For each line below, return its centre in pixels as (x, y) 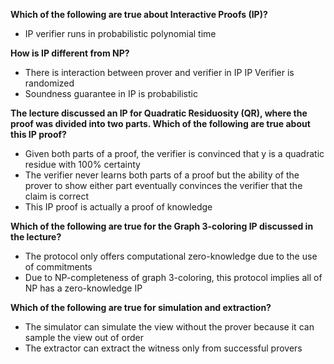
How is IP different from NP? (70, 53)
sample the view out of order (84, 337)
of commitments (58, 267)
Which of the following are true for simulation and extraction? (141, 307)
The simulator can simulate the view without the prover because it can (169, 327)
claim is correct (57, 196)
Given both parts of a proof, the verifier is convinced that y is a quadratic (174, 153)
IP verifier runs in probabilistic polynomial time (120, 33)
